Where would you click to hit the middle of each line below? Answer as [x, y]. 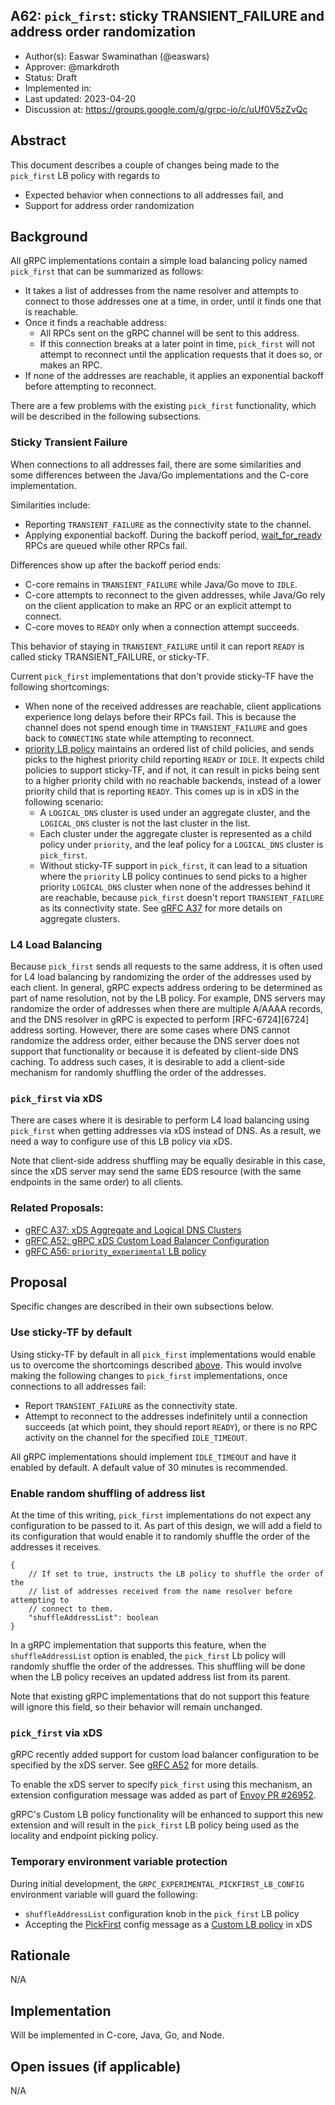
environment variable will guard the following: [104, 1894]
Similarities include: [50, 505]
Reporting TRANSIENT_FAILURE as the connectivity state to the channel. [168, 524]
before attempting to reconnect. [90, 386]
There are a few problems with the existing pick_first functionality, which [163, 406]
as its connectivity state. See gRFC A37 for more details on [161, 908]
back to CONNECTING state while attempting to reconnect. [139, 738]
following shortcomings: [60, 686]
